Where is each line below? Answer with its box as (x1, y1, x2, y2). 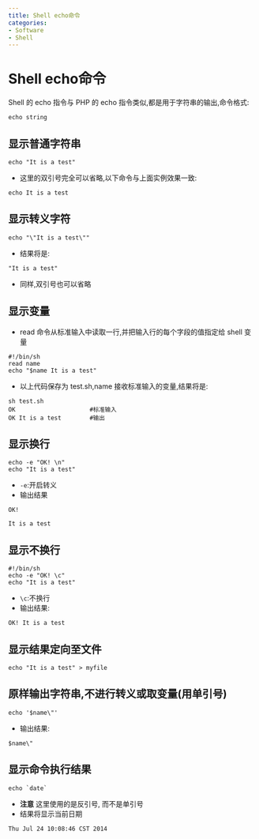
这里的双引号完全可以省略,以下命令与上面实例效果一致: (19, 173, 197, 182)
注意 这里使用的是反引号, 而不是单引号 (19, 799, 144, 808)
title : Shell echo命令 (8, 11, 81, 20)
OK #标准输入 (8, 405, 117, 413)
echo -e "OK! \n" (8, 459, 66, 467)
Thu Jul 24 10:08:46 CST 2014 (8, 825, 108, 833)
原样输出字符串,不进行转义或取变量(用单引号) (8, 687, 227, 701)
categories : (8, 19, 47, 27)
